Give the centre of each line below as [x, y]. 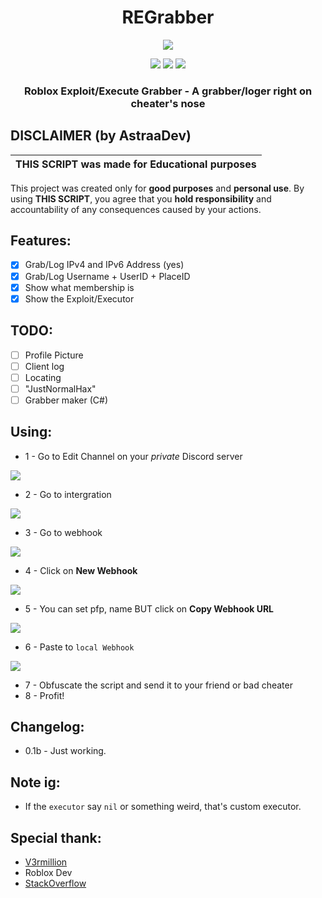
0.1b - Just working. [65, 751]
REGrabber [168, 17]
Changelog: [47, 727]
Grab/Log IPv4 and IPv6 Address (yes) [104, 265]
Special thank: [56, 837]
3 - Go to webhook [63, 532]
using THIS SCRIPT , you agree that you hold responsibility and [141, 198]
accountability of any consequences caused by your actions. [136, 209]
